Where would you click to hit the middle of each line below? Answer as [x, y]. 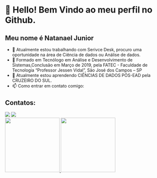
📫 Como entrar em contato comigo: [48, 86]
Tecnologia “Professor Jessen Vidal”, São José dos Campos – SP [77, 70]
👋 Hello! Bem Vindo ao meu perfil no [79, 10]
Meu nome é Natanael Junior [49, 38]
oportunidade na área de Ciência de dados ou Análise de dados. [76, 55]
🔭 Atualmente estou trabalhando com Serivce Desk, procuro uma [77, 50]
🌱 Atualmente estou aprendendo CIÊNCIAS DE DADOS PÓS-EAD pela [81, 75]
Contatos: [20, 103]
